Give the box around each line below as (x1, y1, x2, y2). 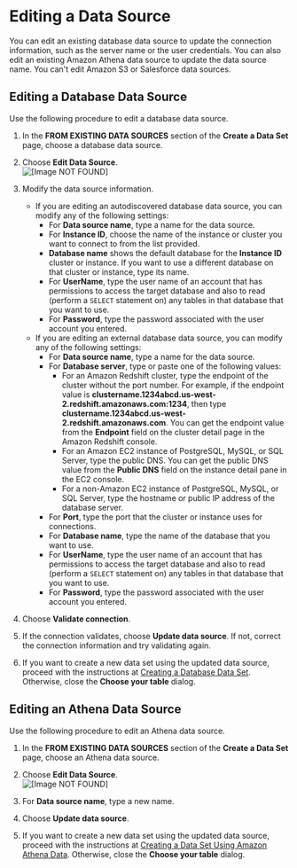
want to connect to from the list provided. (48, 238, 200, 249)
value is (61, 388, 90, 400)
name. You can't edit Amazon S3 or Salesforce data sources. (9, 64, 231, 74)
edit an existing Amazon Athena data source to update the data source (9, 54, 267, 65)
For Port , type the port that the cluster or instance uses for (48, 512, 263, 522)
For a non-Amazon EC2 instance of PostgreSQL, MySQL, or (61, 483, 279, 494)
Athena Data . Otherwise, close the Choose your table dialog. (21, 848, 246, 859)
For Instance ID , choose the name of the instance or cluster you (48, 229, 283, 239)
